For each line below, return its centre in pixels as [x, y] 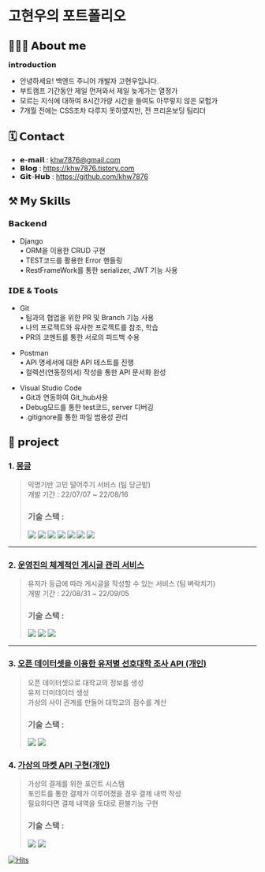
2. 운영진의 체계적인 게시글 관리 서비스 [76, 565]
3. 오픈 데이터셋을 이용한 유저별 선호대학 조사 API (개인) [107, 664]
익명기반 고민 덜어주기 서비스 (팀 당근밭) [89, 485]
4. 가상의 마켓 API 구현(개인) [59, 765]
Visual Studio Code [51, 388]
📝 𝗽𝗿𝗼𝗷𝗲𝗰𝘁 [34, 442]
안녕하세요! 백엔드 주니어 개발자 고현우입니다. [89, 81]
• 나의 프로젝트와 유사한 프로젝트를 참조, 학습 [89, 327]
